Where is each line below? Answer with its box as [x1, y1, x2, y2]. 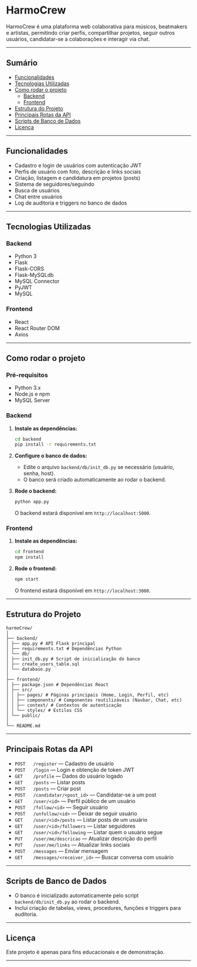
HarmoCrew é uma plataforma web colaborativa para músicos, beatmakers [6, 23, 188, 30]
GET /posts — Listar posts [14, 778, 86, 785]
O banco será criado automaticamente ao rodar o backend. [23, 476, 167, 483]
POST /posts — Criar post [14, 785, 81, 792]
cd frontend [14, 549, 44, 555]
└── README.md [6, 722, 41, 729]
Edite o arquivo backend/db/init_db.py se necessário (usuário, [23, 464, 175, 471]
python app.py [14, 499, 49, 505]
